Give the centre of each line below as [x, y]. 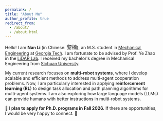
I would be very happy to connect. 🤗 [41, 113]
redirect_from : [20, 23]
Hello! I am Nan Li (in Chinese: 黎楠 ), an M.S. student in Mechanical [73, 47]
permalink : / [18, 9]
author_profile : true [27, 18]
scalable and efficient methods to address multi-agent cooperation [72, 78]
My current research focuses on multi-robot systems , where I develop [76, 73]
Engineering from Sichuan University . [42, 63]
